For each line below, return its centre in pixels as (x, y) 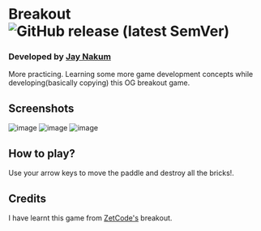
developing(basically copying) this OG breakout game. (99, 83)
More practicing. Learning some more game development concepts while (131, 75)
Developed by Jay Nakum (60, 57)
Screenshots (41, 108)
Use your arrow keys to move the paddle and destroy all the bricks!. (122, 173)
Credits (28, 198)
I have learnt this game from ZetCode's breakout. (90, 218)
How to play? (42, 154)
